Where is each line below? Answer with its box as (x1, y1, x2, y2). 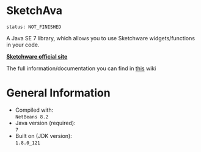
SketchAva (6, 4, 63, 18)
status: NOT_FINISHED (6, 24, 62, 30)
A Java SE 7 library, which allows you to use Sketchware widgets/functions (6, 34, 196, 42)
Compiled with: (15, 106, 54, 114)
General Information (6, 86, 111, 100)
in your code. (6, 41, 40, 48)
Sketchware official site (6, 52, 68, 60)
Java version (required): (15, 119, 76, 126)
